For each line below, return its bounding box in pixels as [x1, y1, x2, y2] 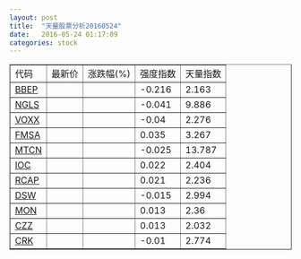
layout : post [9, 13, 58, 22]
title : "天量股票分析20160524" [9, 22, 123, 30]
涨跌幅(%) [88, 68, 132, 81]
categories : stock [9, 38, 78, 47]
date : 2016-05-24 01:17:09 [9, 30, 118, 39]
